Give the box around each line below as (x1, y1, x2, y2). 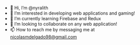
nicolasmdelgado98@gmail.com (10, 34, 77, 40)
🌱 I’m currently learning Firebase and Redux (10, 16, 101, 21)
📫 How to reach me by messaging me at (10, 27, 95, 32)
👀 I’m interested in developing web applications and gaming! (10, 10, 135, 16)
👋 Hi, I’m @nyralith (10, 5, 49, 11)
